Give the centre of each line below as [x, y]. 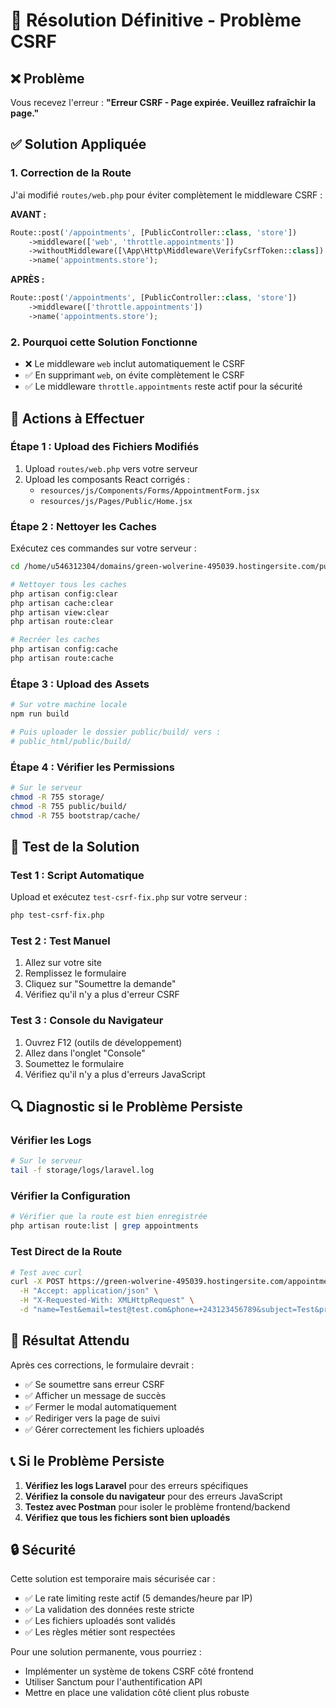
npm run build [40, 714]
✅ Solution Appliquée [78, 144]
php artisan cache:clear [62, 603]
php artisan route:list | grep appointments [104, 1226]
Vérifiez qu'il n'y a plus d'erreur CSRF [102, 995]
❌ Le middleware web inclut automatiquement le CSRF [135, 364]
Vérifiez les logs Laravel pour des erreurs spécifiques [136, 1485]
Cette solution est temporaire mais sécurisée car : [113, 1579]
